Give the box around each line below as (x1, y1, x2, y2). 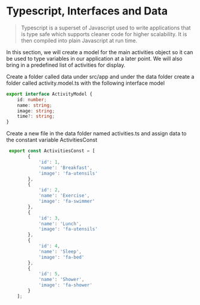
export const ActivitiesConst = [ (8, 148, 95, 154)
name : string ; (17, 102, 52, 108)
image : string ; (17, 108, 55, 114)
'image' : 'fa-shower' (38, 282, 93, 288)
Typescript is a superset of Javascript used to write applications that (20, 24, 191, 31)
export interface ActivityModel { (6, 91, 93, 97)
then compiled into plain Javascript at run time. (20, 37, 138, 44)
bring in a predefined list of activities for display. (6, 61, 126, 69)
